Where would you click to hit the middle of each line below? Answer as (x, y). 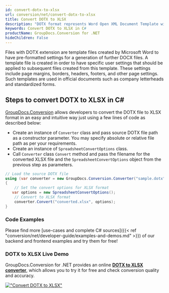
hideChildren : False (27, 38)
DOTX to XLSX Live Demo (37, 254)
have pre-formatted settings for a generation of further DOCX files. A (77, 57)
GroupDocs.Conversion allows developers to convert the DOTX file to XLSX (83, 112)
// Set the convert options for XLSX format (62, 188)
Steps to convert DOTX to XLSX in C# (65, 100)
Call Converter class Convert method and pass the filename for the (81, 154)
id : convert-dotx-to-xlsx (32, 10)
